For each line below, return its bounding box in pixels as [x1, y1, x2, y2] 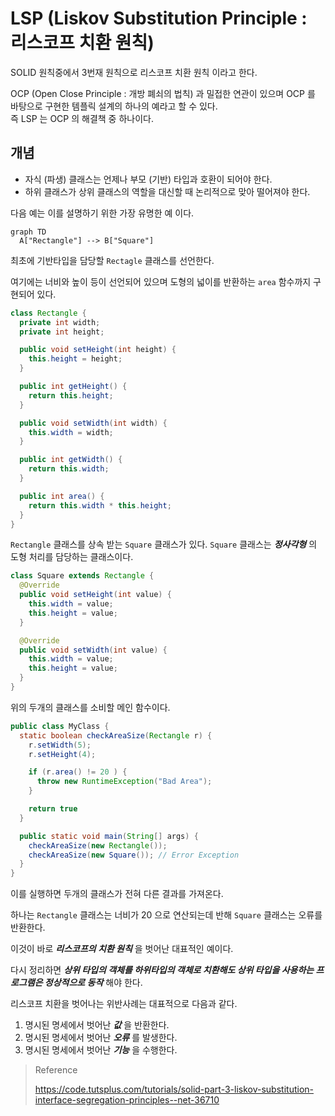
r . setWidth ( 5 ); [28, 740, 92, 750]
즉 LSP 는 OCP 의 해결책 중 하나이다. [10, 112, 154, 124]
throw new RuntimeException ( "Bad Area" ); [36, 777, 213, 787]
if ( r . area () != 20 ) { [28, 767, 128, 777]
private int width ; [19, 317, 101, 327]
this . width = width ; [28, 427, 114, 437]
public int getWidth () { [19, 455, 123, 465]
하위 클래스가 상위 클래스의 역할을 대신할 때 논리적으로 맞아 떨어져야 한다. [24, 185, 311, 197]
